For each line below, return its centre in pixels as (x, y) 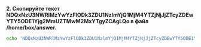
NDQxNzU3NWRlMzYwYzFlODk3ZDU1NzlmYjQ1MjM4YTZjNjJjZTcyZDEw (100, 15)
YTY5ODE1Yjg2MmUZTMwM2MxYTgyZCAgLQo (68, 21)
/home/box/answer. (31, 27)
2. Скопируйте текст (33, 9)
